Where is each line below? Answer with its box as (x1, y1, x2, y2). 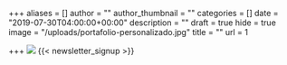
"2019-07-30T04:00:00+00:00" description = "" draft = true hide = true (8, 17, 277, 28)
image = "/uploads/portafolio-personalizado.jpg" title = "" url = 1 (8, 27, 248, 37)
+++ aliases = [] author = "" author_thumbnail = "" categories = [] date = (8, 8, 279, 18)
